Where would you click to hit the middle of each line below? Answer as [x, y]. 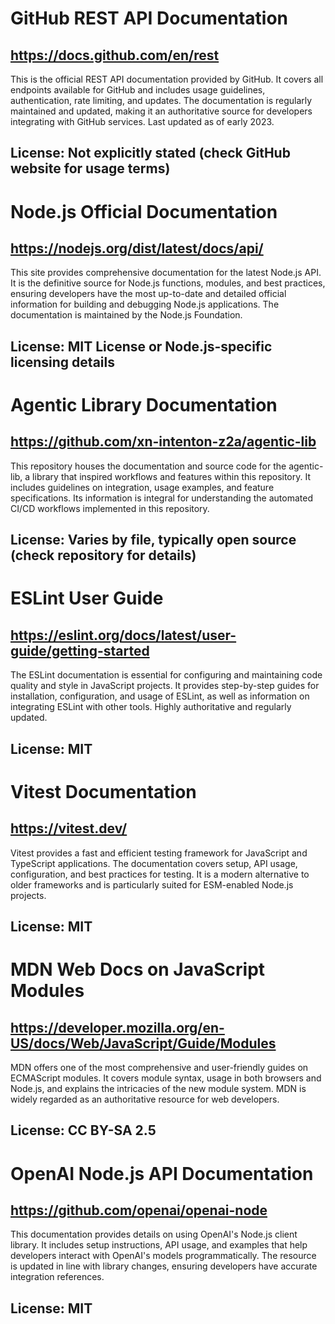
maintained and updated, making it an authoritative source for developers [161, 111]
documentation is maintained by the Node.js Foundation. [126, 315]
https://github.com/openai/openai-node [139, 1210]
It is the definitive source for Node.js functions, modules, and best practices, [168, 283]
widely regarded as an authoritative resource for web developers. [145, 1099]
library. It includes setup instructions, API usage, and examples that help [159, 1245]
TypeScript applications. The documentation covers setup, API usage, [154, 863]
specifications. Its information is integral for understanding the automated [161, 498]
